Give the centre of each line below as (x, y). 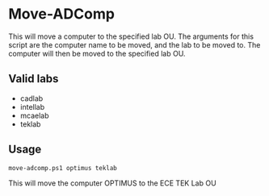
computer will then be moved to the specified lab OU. (97, 53)
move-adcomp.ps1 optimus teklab (63, 168)
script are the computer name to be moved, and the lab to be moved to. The (134, 44)
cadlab (32, 98)
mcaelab (35, 115)
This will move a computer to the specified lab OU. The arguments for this (131, 36)
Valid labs (34, 79)
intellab (32, 106)
